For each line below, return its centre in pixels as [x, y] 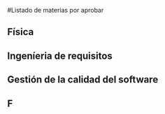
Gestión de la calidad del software [83, 80]
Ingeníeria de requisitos [60, 56]
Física [21, 32]
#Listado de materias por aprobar [56, 10]
